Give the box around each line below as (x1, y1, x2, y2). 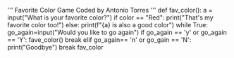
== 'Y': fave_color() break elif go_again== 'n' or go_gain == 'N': (7, 36, 192, 44)
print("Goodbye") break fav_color (7, 43, 104, 51)
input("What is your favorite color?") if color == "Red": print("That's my (7, 13, 214, 22)
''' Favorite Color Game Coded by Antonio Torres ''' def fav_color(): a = (7, 6, 213, 14)
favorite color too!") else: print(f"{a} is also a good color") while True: (7, 21, 208, 29)
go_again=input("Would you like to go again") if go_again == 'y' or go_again (7, 28, 228, 36)
